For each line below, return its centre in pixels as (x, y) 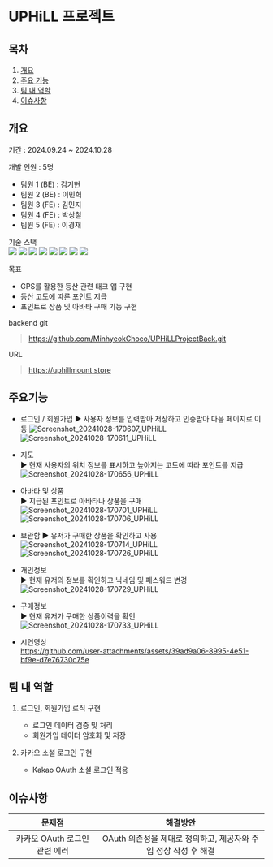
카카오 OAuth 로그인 (52, 839)
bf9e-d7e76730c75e (54, 659)
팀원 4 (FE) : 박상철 (51, 214)
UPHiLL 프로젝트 (62, 17)
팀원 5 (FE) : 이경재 (51, 225)
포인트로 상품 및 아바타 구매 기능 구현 (79, 306)
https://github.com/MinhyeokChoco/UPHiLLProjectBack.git (127, 339)
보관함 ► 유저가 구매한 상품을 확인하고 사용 (89, 535)
